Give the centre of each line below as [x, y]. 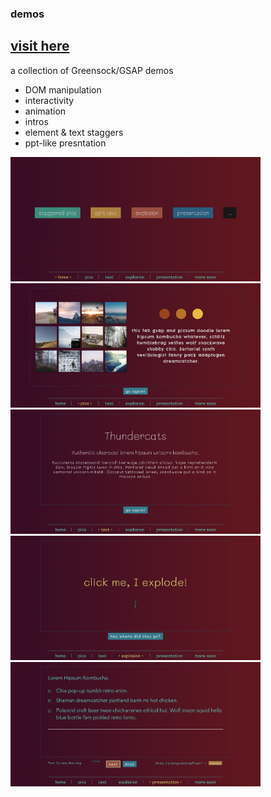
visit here [40, 46]
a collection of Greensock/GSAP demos [92, 70]
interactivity [49, 100]
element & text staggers [74, 132]
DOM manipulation [63, 89]
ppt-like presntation [65, 143]
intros [36, 121]
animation [45, 111]
